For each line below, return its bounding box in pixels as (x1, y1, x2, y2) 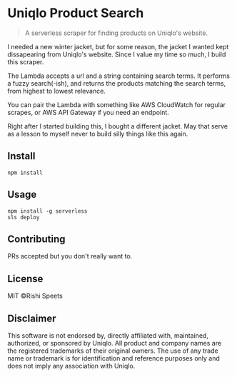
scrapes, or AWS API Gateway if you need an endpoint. (7, 108, 169, 116)
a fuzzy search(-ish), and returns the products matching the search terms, (7, 79, 226, 87)
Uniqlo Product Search (7, 5, 144, 21)
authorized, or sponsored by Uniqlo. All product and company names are (7, 339, 222, 347)
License (7, 273, 44, 285)
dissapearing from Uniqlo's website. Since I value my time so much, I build (7, 50, 226, 59)
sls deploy (7, 213, 40, 221)
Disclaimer (7, 312, 56, 324)
